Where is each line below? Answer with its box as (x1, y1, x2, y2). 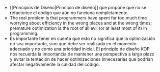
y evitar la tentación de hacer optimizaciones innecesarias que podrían (9, 56, 153, 62)
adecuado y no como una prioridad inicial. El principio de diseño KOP (9, 46, 150, 52)
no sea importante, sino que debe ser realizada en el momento (9, 41, 136, 46)
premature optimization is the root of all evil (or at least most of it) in (9, 25, 147, 31)
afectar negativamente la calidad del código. (9, 61, 100, 67)
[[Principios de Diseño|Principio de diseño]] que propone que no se (9, 5, 147, 10)
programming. (9, 31, 39, 36)
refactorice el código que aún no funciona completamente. (9, 10, 129, 16)
